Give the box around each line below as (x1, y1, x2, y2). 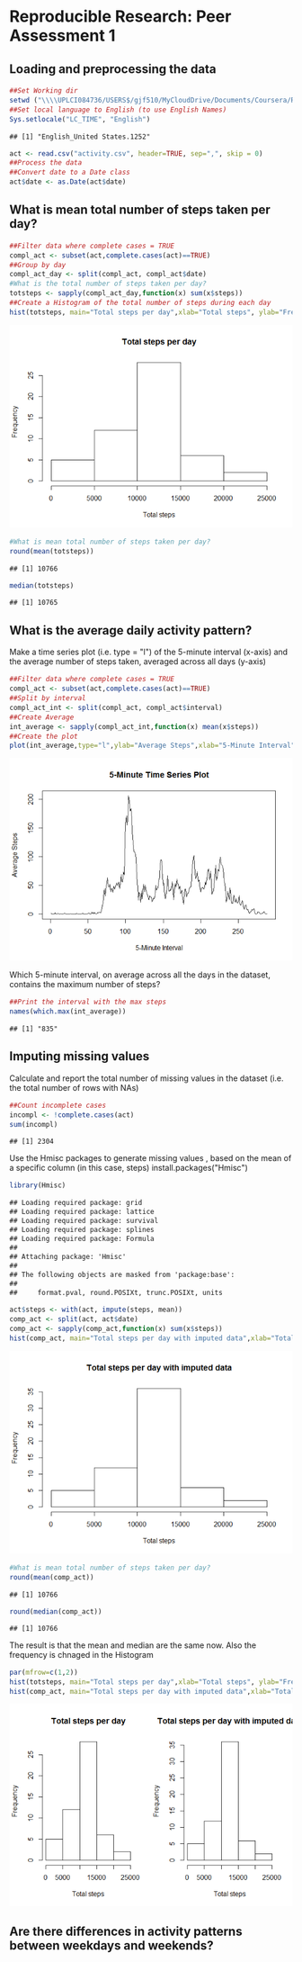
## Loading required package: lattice (9, 1208, 155, 1217)
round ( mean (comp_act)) (9, 1572, 94, 1581)
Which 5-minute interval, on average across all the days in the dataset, (9, 969, 271, 980)
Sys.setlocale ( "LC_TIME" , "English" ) (9, 114, 151, 123)
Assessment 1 (9, 25, 116, 46)
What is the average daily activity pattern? (9, 623, 253, 638)
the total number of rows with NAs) (9, 1082, 139, 1093)
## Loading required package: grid (9, 1199, 143, 1208)
